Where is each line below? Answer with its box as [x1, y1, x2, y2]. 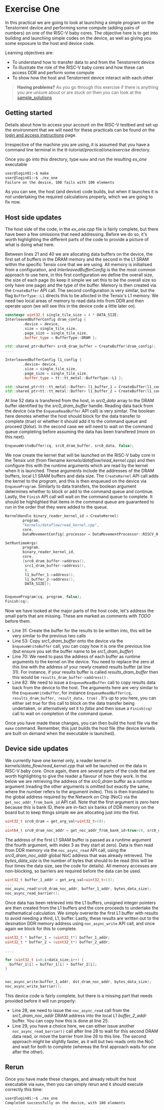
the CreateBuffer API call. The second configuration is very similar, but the [5, 288, 155, 293]
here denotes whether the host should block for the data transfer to [5, 413, 141, 419]
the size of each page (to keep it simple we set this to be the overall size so [5, 277, 156, 283]
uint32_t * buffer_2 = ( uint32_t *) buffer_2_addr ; [5, 940, 110, 945]
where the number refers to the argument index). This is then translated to [5, 788, 154, 794]
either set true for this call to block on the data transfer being [12, 700, 135, 706]
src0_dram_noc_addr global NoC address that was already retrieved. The [5, 852, 152, 858]
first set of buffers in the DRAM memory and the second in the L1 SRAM [5, 256, 149, 262]
